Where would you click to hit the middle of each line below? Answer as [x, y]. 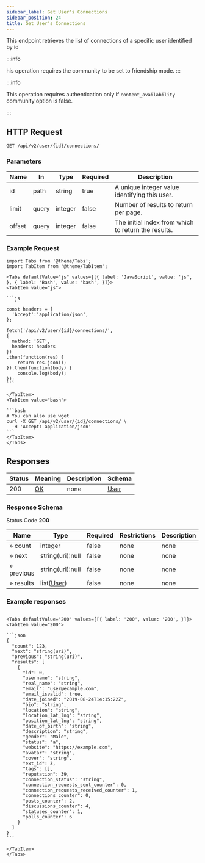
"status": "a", [42, 742]
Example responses [36, 601]
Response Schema [34, 507]
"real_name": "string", [53, 684]
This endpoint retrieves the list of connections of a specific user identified [99, 41]
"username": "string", [51, 678]
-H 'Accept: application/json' [52, 427]
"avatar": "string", [49, 753]
